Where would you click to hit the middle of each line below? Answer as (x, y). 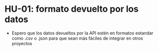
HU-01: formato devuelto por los (72, 9)
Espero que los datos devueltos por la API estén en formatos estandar (82, 33)
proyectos (22, 43)
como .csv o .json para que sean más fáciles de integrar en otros (77, 38)
